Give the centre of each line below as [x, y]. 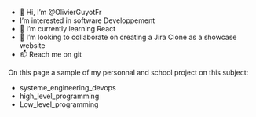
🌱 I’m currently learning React [68, 29]
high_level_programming [59, 96]
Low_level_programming [59, 104]
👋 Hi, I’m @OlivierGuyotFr [60, 12]
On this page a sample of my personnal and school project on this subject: [128, 72]
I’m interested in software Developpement [87, 20]
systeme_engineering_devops [68, 88]
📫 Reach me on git [51, 54]
